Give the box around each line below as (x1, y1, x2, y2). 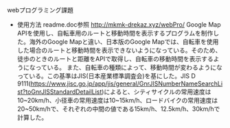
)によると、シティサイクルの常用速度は (102, 88, 211, 96)
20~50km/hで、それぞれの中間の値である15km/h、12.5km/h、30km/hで (16, 105, 220, 113)
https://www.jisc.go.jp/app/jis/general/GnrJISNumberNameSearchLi (30, 79, 223, 88)
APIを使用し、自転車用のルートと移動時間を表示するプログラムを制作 (16, 29, 214, 37)
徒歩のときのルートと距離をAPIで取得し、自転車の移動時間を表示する (16, 55, 214, 63)
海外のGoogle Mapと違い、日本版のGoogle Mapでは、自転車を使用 (29, 38, 219, 46)
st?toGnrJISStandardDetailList (16, 88, 102, 96)
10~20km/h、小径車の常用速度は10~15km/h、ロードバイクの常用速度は (16, 97, 218, 104)
